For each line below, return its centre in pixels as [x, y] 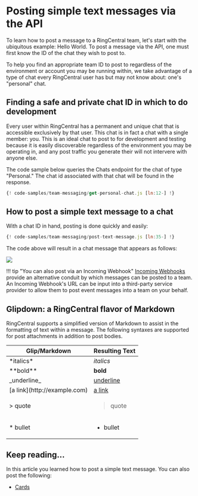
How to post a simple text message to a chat [90, 212]
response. [18, 182]
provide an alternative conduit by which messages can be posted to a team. [99, 278]
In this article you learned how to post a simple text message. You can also [98, 469]
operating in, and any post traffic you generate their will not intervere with [97, 151]
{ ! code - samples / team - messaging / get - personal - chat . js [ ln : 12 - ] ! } [90, 193]
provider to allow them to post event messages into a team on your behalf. [98, 290]
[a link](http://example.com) [49, 390]
